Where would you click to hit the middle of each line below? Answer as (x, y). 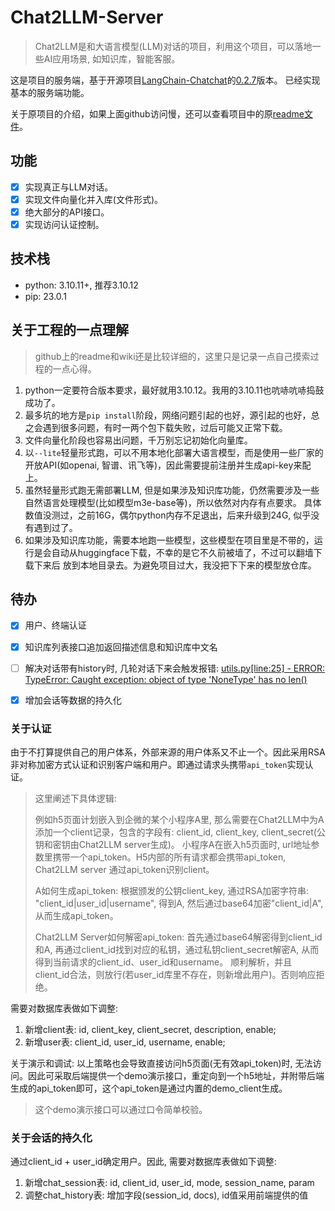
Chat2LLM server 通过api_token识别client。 (124, 869)
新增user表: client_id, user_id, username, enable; (125, 1042)
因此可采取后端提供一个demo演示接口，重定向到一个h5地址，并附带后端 (176, 1075)
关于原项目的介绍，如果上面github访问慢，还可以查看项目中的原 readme (157, 113)
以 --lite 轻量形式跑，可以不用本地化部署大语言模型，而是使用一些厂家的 (174, 452)
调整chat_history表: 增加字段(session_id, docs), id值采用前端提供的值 (166, 1195)
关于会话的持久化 (51, 1138)
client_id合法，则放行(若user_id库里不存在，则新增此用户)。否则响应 (175, 974)
